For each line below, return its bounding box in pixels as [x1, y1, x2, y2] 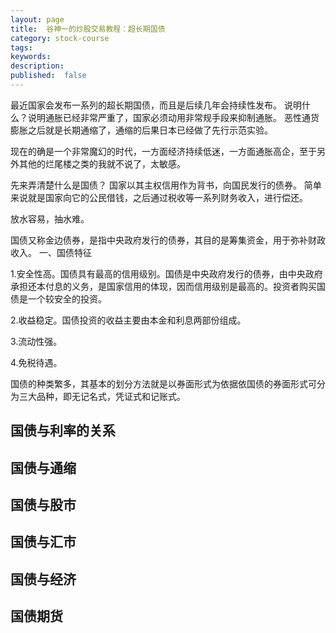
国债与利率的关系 [10, 422, 116, 440]
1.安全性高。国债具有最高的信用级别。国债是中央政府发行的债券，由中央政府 [10, 267, 323, 280]
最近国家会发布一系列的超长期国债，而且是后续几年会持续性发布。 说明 [10, 99, 302, 111]
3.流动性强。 [10, 335, 63, 347]
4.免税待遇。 [10, 356, 63, 368]
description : [10, 61, 65, 71]
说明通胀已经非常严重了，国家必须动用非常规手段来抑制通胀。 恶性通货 [27, 111, 320, 123]
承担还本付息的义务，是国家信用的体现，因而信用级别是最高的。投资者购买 [10, 280, 317, 292]
